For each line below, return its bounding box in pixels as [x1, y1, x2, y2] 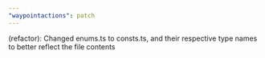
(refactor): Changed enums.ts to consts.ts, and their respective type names [8, 33, 258, 43]
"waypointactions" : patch [8, 11, 95, 20]
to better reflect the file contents [8, 41, 116, 52]
